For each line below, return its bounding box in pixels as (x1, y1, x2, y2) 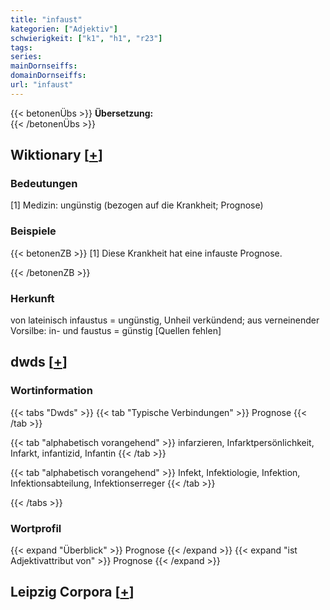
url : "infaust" (10, 80, 74, 90)
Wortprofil (10, 521, 62, 535)
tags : (10, 42, 33, 53)
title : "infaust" (10, 14, 83, 25)
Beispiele (10, 224, 57, 238)
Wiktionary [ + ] (10, 147, 103, 164)
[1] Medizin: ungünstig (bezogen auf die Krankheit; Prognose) (10, 199, 264, 211)
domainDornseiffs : (10, 71, 87, 81)
